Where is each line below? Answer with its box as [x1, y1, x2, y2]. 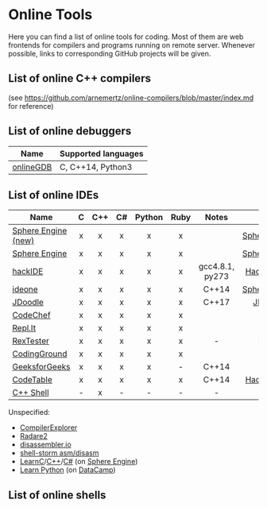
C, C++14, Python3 [59, 161, 133, 172]
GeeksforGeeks [12, 362, 71, 373]
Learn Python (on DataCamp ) [19, 465, 116, 474]
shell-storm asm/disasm [19, 448, 99, 458]
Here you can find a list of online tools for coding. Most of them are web [8, 32, 244, 41]
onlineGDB [12, 161, 52, 172]
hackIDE [12, 266, 44, 277]
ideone [12, 284, 38, 295]
